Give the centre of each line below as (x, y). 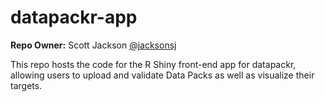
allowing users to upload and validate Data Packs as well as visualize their (162, 75)
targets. (26, 85)
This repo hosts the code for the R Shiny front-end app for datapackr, (153, 64)
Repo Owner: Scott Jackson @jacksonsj (93, 45)
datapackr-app (74, 17)
